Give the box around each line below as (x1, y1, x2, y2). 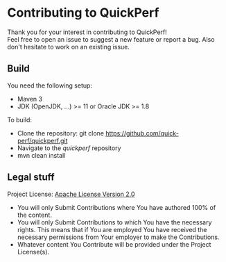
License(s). (17, 247, 50, 256)
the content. (17, 211, 52, 219)
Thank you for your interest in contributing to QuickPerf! (7, 28, 168, 36)
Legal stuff (7, 172, 55, 183)
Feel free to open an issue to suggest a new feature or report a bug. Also (7, 35, 215, 43)
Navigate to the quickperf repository (17, 144, 121, 152)
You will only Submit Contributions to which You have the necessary (17, 218, 212, 227)
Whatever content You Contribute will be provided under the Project (17, 240, 211, 248)
